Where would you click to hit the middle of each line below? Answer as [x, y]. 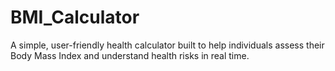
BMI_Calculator [75, 17]
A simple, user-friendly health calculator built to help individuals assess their [167, 45]
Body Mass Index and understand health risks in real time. [130, 55]
